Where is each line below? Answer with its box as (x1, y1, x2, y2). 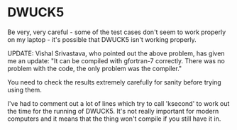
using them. (7, 85, 43, 94)
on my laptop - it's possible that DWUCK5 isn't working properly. (7, 35, 197, 43)
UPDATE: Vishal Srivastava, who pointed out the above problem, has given (7, 49, 225, 58)
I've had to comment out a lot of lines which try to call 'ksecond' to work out (7, 99, 230, 107)
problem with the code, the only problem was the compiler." (7, 64, 182, 72)
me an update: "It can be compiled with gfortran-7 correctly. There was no (7, 56, 225, 65)
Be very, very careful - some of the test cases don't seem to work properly (7, 28, 226, 36)
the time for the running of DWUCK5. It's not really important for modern (7, 107, 219, 115)
